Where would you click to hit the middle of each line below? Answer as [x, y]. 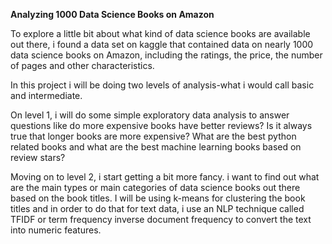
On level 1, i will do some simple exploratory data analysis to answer [150, 115]
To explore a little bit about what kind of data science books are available [160, 33]
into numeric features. [56, 230]
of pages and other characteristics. [82, 65]
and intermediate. [46, 95]
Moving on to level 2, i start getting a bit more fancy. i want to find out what [165, 177]
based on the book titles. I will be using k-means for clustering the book [158, 198]
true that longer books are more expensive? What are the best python [153, 136]
